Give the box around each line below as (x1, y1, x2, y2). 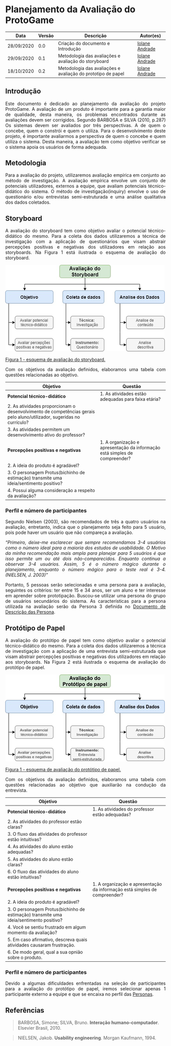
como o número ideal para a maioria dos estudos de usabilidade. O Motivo (5, 545, 166, 551)
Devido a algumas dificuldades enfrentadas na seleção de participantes (5, 980, 166, 986)
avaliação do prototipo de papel (58, 70, 125, 77)
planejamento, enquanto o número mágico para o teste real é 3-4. (5, 567, 166, 573)
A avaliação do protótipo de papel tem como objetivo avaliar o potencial (5, 637, 166, 643)
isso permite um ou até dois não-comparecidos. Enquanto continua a (5, 555, 166, 562)
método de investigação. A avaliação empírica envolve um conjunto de (5, 178, 166, 184)
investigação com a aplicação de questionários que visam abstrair (5, 238, 166, 245)
